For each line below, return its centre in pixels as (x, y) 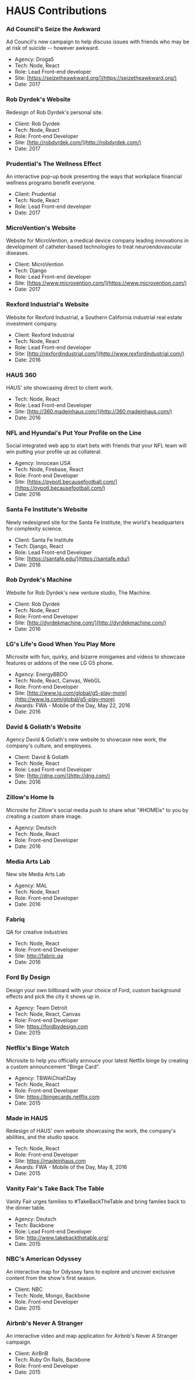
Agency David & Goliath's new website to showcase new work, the (86, 740)
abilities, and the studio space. (43, 1137)
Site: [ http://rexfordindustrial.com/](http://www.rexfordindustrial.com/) (99, 353)
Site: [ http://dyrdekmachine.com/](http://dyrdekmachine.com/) (90, 623)
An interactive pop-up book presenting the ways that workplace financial (94, 176)
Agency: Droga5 (34, 59)
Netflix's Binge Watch (37, 1048)
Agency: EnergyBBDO (41, 674)
